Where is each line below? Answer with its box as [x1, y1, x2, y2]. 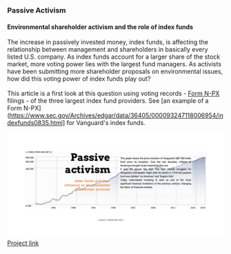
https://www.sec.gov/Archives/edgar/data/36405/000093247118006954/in [9, 111, 224, 119]
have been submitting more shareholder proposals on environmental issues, [7, 68, 223, 76]
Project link [7, 239, 39, 247]
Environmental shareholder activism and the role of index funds [7, 23, 194, 31]
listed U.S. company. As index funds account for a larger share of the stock [7, 52, 221, 61]
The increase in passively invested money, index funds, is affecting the [7, 38, 209, 46]
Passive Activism [7, 6, 67, 15]
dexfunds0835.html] [7, 119, 66, 127]
